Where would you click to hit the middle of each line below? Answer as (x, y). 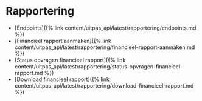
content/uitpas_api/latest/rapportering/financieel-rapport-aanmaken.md (105, 47)
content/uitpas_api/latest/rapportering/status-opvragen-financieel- (99, 66)
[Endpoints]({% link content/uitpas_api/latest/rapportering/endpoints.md (105, 28)
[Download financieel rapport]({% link (62, 79)
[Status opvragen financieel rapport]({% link (70, 60)
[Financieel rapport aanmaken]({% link (63, 41)
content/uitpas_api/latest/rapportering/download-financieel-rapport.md (104, 85)
